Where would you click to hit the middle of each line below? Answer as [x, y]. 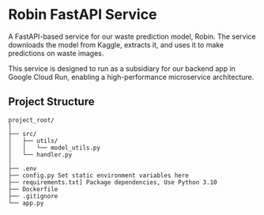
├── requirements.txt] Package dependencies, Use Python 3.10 [113, 182]
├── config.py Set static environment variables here [99, 175]
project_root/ [32, 120]
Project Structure [51, 102]
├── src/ [23, 134]
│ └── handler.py [40, 155]
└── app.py [26, 203]
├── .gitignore [33, 196]
